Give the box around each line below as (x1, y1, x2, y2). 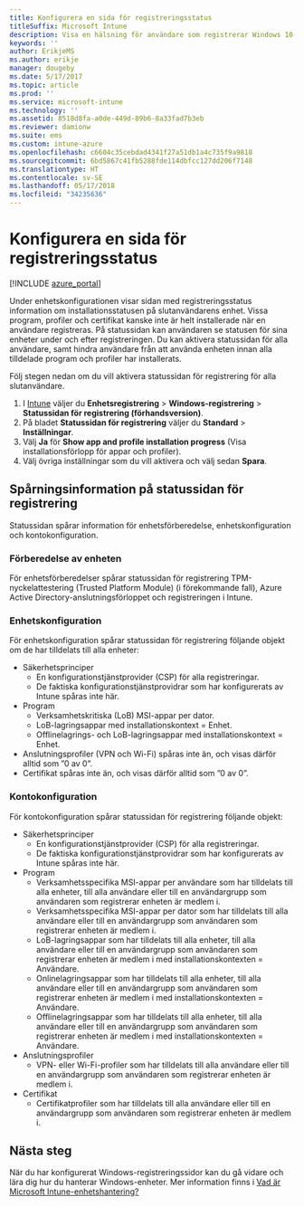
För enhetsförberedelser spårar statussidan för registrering (9, 573, 229, 584)
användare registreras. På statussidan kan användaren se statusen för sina (9, 324, 288, 335)
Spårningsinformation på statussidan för (9, 481, 244, 498)
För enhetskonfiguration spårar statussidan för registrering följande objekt (9, 635, 285, 646)
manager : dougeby (9, 64, 75, 73)
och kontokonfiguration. (9, 529, 99, 540)
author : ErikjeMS (9, 47, 75, 56)
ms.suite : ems (9, 131, 63, 140)
